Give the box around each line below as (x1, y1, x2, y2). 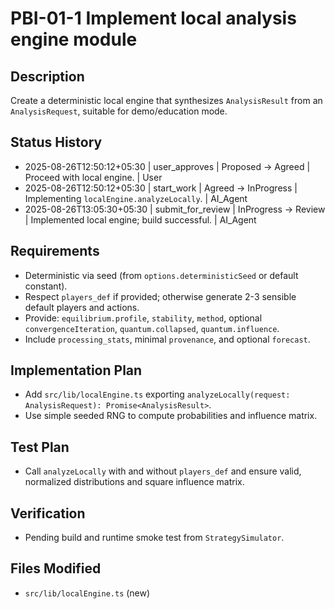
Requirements (10, 243, 100, 260)
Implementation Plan (10, 362, 143, 379)
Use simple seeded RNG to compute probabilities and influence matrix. (24, 410, 318, 422)
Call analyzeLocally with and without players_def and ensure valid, (24, 465, 302, 477)
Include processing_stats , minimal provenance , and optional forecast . (24, 333, 311, 345)
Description (10, 68, 85, 85)
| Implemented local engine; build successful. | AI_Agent (24, 213, 257, 226)
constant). (24, 280, 68, 292)
